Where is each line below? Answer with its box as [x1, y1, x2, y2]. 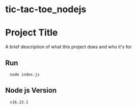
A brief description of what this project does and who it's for [5, 44, 132, 50]
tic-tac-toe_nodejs [5, 4, 87, 15]
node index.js [10, 72, 40, 77]
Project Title [5, 27, 58, 39]
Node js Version [5, 86, 57, 95]
